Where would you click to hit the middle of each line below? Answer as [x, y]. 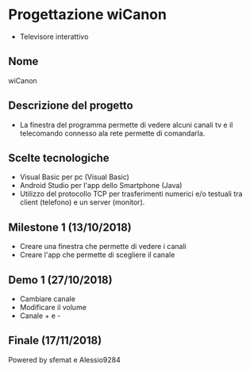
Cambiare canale [47, 299]
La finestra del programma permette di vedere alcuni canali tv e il [126, 125]
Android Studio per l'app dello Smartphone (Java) [101, 186]
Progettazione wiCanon [87, 15]
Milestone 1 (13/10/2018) [70, 227]
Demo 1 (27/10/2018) [60, 280]
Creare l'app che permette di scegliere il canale [97, 255]
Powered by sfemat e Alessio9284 [64, 359]
